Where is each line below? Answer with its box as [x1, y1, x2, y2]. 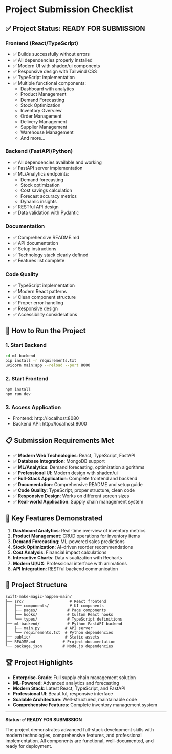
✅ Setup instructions [12, 246, 57, 252]
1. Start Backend [5, 342, 47, 349]
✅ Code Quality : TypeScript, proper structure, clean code [12, 487, 135, 493]
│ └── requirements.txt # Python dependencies [5, 630, 114, 635]
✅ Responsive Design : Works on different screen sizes [12, 493, 130, 499]
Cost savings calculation [20, 187, 73, 194]
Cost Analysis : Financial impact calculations [12, 549, 107, 555]
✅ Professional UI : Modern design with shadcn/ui [12, 470, 118, 476]
